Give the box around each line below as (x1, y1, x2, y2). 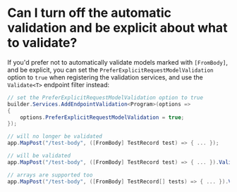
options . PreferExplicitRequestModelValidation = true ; (20, 114, 185, 121)
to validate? (7, 35, 78, 51)
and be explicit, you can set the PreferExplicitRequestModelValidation (7, 65, 214, 74)
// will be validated (7, 153, 71, 160)
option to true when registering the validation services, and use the (7, 72, 203, 82)
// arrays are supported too (7, 171, 93, 179)
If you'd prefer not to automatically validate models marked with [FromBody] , (7, 58, 228, 66)
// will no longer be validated (7, 133, 102, 140)
